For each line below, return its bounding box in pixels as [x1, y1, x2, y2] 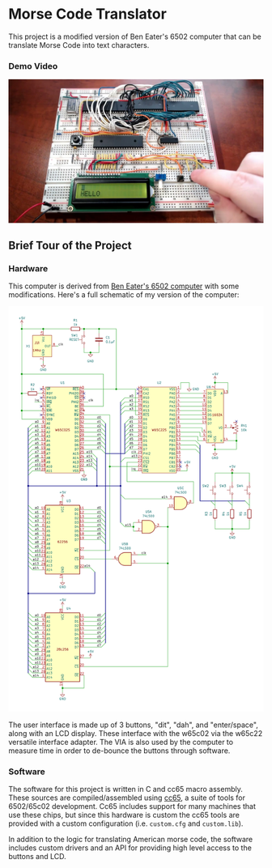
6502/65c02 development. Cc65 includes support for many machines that [8, 802, 257, 811]
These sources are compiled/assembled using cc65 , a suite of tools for [8, 793, 245, 802]
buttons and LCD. [8, 852, 66, 862]
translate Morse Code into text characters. [8, 40, 150, 49]
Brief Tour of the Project [8, 239, 132, 253]
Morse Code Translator [8, 5, 168, 23]
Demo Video [8, 60, 58, 71]
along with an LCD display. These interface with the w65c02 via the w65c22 [8, 728, 263, 738]
